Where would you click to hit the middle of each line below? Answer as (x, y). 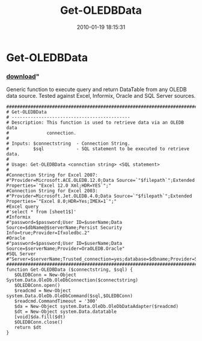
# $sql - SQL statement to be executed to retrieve (98, 149)
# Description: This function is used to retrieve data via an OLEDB (95, 123)
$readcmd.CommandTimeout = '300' (56, 301)
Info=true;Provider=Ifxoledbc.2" (48, 233)
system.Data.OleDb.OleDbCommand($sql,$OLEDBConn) (70, 296)
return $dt (28, 328)
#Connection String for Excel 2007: (52, 175)
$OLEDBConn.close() (38, 322)
